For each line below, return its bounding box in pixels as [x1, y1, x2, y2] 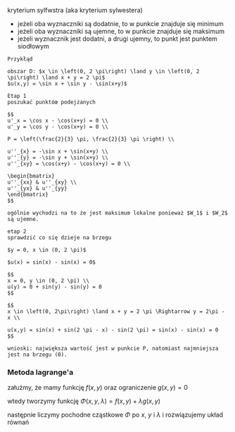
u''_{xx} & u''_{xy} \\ [7, 179, 77, 186]
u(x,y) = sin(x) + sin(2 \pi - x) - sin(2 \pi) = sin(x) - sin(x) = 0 [7, 326, 219, 333]
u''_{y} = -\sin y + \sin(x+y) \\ [7, 154, 109, 161]
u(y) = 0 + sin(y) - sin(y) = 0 [7, 284, 102, 291]
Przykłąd [7, 56, 33, 63]
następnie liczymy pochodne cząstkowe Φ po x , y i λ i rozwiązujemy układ [7, 411, 224, 419]
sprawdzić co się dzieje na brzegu [7, 234, 112, 241]
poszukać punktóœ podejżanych [7, 99, 96, 106]
